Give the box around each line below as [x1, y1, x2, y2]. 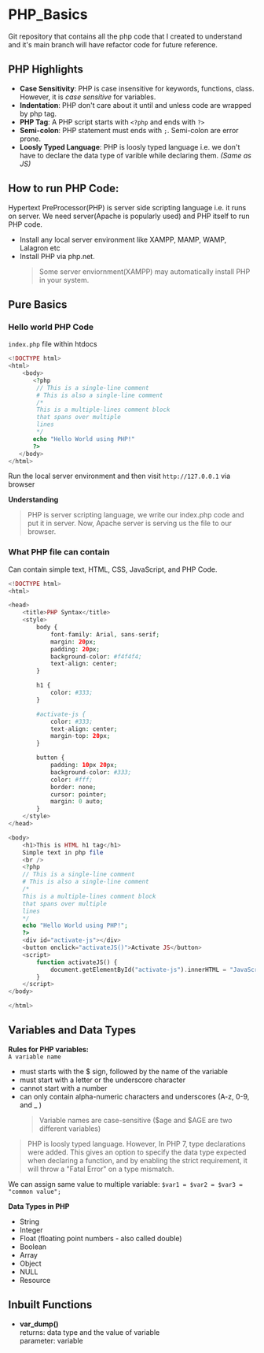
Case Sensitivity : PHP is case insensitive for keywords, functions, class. [19, 83, 255, 93]
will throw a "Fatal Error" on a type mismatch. [27, 1164, 174, 1173]
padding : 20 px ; [49, 645, 101, 653]
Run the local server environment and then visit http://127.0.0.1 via [8, 471, 231, 481]
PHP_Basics [8, 6, 88, 24]
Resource [19, 1275, 51, 1284]
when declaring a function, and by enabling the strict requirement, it [27, 1155, 247, 1165]
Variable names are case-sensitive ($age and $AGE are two [38, 1115, 233, 1125]
